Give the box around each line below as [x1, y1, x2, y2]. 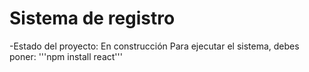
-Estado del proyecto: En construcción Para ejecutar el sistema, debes [9, 40, 300, 52]
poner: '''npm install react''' [9, 50, 123, 62]
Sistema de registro [9, 7, 176, 30]
